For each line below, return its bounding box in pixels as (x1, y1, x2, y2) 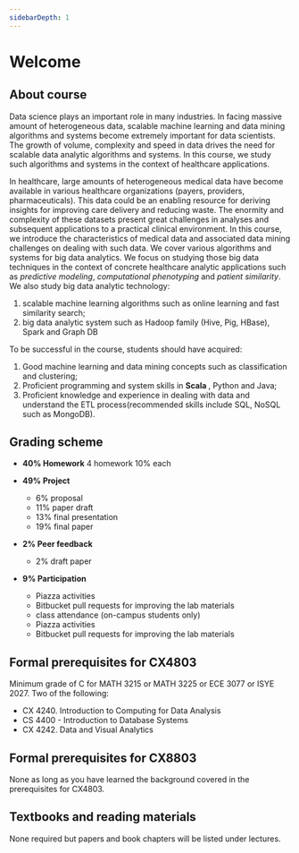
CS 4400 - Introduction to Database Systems (21, 715, 189, 726)
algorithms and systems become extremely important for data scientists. (9, 130, 276, 141)
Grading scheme (9, 435, 104, 450)
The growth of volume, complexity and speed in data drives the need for (9, 140, 276, 150)
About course (9, 87, 87, 103)
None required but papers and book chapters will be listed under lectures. (9, 833, 281, 844)
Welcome (9, 51, 81, 72)
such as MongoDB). (21, 408, 96, 419)
